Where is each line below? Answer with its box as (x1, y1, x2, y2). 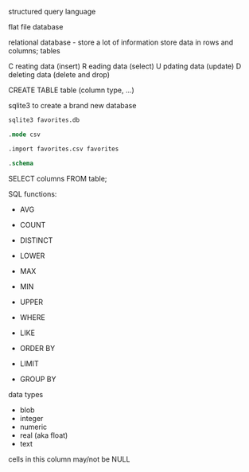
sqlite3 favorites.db (8, 116, 80, 124)
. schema (8, 159, 34, 167)
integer (19, 413, 44, 423)
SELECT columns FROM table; (8, 174, 107, 183)
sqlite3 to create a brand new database (8, 101, 137, 110)
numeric (19, 422, 48, 431)
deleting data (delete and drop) (8, 70, 110, 79)
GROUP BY (19, 374, 56, 384)
